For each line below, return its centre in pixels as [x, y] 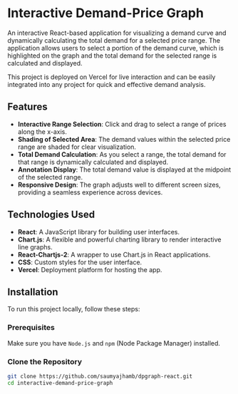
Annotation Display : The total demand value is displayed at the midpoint [124, 170]
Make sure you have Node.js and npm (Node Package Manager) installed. [114, 343]
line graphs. [35, 247]
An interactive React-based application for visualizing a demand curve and [117, 33]
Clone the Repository [45, 361]
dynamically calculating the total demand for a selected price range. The [114, 40]
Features [27, 107]
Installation [33, 292]
